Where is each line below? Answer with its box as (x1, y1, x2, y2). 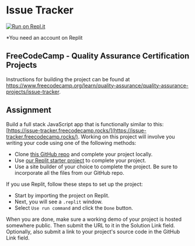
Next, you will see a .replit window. (14, 198, 103, 205)
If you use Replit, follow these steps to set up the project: (6, 181, 143, 188)
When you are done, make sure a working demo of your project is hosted (6, 216, 182, 223)
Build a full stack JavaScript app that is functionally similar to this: (6, 120, 164, 127)
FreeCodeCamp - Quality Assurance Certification (6, 51, 190, 61)
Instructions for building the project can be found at (6, 75, 130, 82)
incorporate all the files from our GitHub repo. (14, 169, 124, 176)
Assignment (6, 105, 51, 115)
